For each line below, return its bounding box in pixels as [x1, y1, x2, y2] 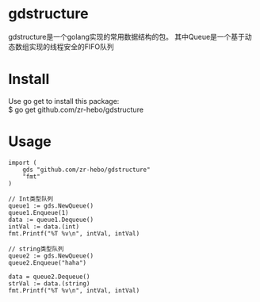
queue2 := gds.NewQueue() [8, 251, 94, 260]
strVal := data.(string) [8, 279, 90, 288]
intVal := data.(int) [8, 223, 80, 231]
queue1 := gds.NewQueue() [8, 201, 94, 210]
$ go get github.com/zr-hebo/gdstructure [8, 105, 144, 114]
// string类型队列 [8, 245, 64, 253]
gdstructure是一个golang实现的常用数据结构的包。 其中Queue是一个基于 [8, 32, 246, 41]
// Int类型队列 [8, 195, 54, 203]
